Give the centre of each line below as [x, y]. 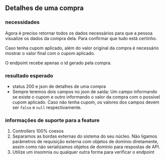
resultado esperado [29, 75]
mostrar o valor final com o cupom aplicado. [50, 53]
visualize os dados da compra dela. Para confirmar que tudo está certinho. [81, 38]
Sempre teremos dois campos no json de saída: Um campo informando [85, 92]
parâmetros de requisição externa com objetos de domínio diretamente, [85, 142]
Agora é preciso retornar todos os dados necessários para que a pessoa [79, 33]
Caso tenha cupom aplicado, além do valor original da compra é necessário [82, 48]
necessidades [22, 22]
